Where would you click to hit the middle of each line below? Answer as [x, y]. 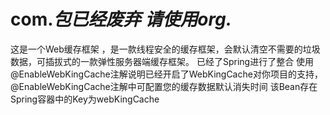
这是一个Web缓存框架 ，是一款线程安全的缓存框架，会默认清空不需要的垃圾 [165, 49]
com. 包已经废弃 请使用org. [121, 19]
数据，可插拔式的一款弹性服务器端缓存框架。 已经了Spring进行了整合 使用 [162, 61]
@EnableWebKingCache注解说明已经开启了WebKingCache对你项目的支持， [166, 74]
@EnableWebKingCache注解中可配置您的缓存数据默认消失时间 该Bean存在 [164, 86]
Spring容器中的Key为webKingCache [85, 99]
